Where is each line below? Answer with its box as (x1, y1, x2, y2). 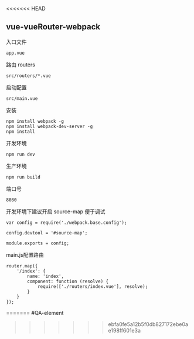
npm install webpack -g (6, 118, 64, 124)
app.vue (6, 50, 25, 56)
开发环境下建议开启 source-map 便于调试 (6, 208, 105, 215)
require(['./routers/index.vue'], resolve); (37, 283, 148, 290)
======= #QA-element (6, 309, 64, 316)
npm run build (6, 174, 41, 180)
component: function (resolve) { (27, 278, 109, 284)
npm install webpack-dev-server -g (6, 123, 93, 129)
